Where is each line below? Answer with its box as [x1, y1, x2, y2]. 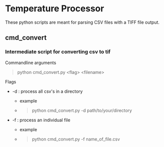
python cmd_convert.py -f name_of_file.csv [32, 136, 120, 142]
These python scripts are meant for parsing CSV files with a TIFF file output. [5, 19, 160, 25]
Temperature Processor [5, 3, 104, 14]
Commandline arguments [5, 60, 57, 66]
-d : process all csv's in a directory [12, 88, 83, 94]
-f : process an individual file [12, 117, 70, 123]
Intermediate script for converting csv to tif [5, 48, 111, 55]
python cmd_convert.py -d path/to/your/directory [32, 107, 132, 113]
